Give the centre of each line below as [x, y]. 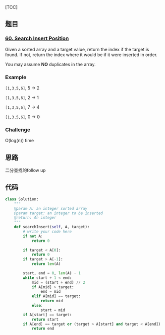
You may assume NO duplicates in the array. [50, 64]
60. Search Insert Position [37, 38]
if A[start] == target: [47, 315]
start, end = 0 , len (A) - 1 [52, 273]
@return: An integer [35, 218]
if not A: [33, 236]
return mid [52, 301]
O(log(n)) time [20, 141]
